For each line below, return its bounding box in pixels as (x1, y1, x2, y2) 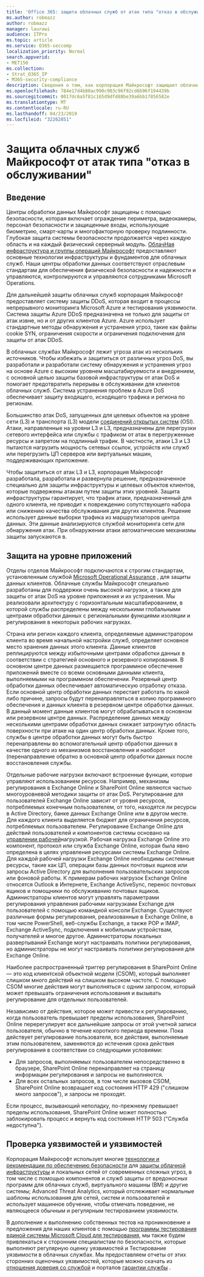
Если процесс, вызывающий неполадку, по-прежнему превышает (6, 1102, 178, 1109)
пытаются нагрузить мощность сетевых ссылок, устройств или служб (6, 444, 189, 451)
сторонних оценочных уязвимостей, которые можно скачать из (6, 1257, 173, 1264)
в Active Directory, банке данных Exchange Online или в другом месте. (6, 810, 188, 817)
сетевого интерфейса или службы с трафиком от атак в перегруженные (6, 431, 194, 438)
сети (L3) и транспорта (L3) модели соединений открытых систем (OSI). (6, 418, 195, 425)
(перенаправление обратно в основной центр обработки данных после (6, 753, 193, 760)
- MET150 (6, 60, 29, 66)
